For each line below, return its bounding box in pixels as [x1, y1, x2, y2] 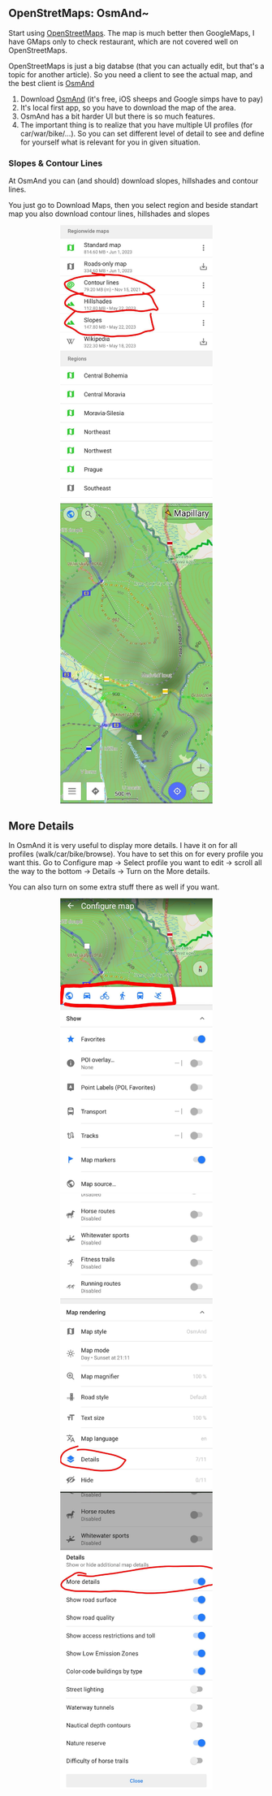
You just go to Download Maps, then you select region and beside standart [8, 201, 258, 210]
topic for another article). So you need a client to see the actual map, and [8, 69, 253, 80]
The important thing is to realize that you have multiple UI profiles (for [19, 119, 253, 129]
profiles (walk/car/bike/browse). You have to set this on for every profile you [8, 849, 264, 859]
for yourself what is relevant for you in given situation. [19, 137, 201, 147]
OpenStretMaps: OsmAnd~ [8, 6, 149, 20]
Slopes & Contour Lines [8, 158, 103, 169]
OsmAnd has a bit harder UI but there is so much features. [19, 111, 215, 121]
